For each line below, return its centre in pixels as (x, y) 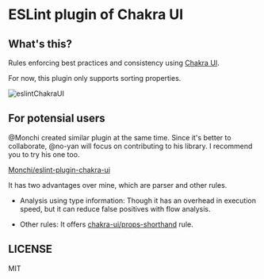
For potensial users (57, 118)
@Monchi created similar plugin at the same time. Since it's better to (120, 137)
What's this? (40, 44)
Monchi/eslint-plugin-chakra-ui (59, 170)
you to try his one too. (44, 154)
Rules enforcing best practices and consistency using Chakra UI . (114, 63)
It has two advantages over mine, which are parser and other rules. (118, 185)
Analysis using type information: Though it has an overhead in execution (138, 201)
